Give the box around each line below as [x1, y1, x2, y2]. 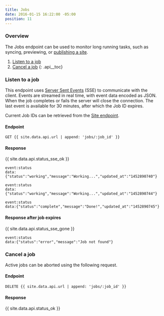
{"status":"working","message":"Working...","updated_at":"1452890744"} [5, 191, 158, 196]
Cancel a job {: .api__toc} [12, 63, 63, 69]
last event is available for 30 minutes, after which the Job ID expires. [5, 103, 144, 109]
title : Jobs [5, 7, 30, 12]
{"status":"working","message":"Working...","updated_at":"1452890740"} [5, 174, 158, 179]
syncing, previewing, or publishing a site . [5, 49, 88, 55]
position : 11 [5, 16, 32, 21]
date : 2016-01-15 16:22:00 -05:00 [5, 12, 76, 17]
